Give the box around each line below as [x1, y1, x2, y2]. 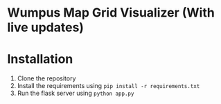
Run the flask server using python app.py [17, 89, 134, 98]
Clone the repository [17, 74, 76, 83]
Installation [7, 51, 73, 67]
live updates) [7, 19, 85, 35]
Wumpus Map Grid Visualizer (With [7, 5, 215, 21]
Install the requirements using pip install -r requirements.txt [17, 82, 200, 90]
